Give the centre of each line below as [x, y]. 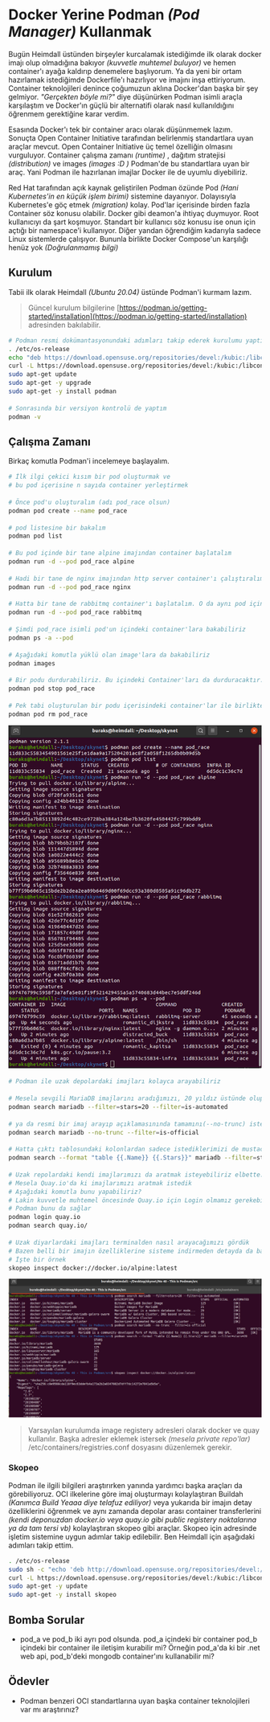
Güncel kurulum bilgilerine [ [74, 308]
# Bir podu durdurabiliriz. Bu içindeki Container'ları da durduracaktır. [136, 681]
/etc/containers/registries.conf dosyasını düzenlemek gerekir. [130, 1447]
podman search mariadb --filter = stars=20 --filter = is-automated [118, 1106]
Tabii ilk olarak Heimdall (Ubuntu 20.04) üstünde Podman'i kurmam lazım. [130, 292]
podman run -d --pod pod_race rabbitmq [75, 612]
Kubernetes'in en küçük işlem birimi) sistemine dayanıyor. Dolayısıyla [122, 196]
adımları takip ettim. [41, 1545]
